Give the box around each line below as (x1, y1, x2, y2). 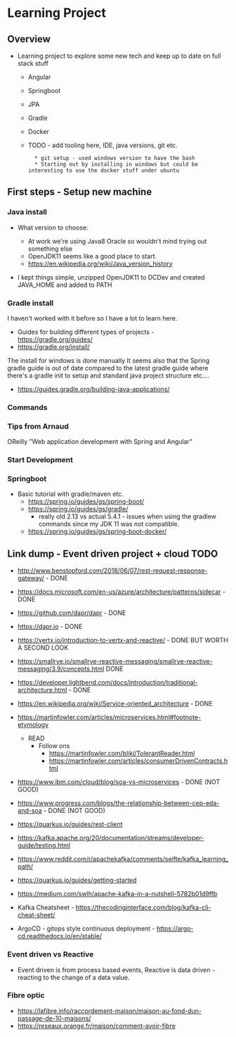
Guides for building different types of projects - (17, 328, 155, 336)
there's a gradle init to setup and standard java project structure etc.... (7, 371, 210, 380)
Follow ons (38, 742, 70, 750)
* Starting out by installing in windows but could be (34, 161, 199, 168)
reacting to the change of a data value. (17, 973, 130, 981)
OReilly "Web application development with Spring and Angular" (7, 437, 193, 446)
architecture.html (17, 685, 67, 695)
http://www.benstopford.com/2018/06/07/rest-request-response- (17, 566, 208, 575)
